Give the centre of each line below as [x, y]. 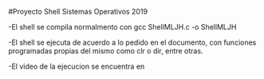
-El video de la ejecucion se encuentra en [77, 66]
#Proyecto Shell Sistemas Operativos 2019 [78, 12]
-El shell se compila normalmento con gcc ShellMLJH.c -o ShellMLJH [122, 27]
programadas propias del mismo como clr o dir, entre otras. [106, 51]
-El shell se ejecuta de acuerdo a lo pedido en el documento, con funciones [132, 42]
